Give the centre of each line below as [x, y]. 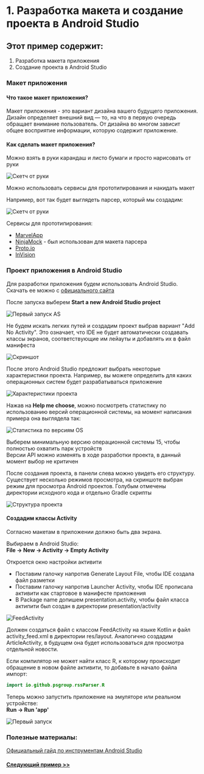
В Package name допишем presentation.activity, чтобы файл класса [102, 599]
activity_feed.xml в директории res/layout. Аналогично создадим [90, 636]
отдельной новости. [32, 649]
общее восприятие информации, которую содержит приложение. [92, 130]
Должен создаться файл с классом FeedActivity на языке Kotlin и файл [98, 630]
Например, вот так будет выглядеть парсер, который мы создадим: [95, 200]
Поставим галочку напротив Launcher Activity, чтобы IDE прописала [104, 586]
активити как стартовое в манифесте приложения [80, 593]
